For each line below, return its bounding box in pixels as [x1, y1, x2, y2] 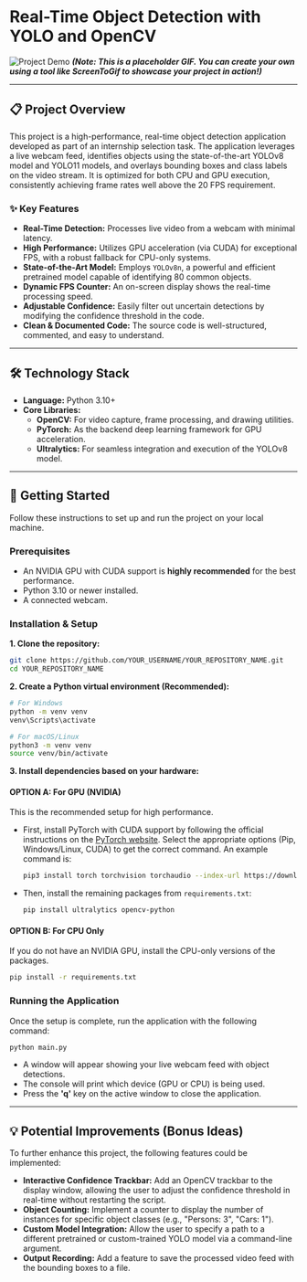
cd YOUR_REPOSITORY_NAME [9, 664, 104, 673]
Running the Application [9, 994, 120, 1007]
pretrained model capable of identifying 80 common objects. [22, 271, 252, 282]
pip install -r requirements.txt [9, 973, 137, 982]
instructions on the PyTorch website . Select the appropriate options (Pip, [22, 834, 297, 845]
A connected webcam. [22, 594, 108, 605]
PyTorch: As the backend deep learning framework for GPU [36, 423, 262, 435]
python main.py [9, 1043, 68, 1052]
